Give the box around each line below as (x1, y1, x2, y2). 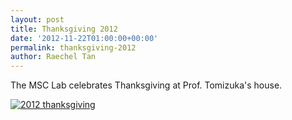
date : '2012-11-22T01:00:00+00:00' (10, 33, 159, 43)
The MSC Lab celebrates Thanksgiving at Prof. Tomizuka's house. (10, 79, 283, 91)
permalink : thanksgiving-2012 (10, 42, 137, 53)
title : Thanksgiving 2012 (10, 24, 118, 34)
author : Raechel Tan (10, 52, 97, 62)
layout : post (10, 14, 65, 25)
